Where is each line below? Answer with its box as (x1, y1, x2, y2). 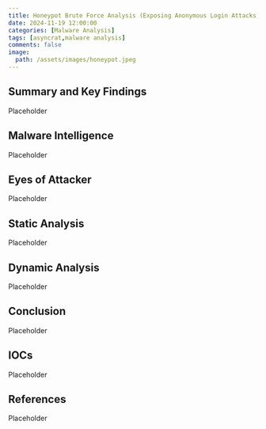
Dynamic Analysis (8, 260, 100, 274)
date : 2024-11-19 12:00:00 (8, 19, 97, 27)
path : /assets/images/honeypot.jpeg (15, 56, 136, 64)
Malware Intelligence (8, 129, 114, 142)
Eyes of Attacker (8, 173, 93, 186)
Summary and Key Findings (8, 85, 147, 99)
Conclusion (8, 305, 66, 318)
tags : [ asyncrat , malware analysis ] (8, 33, 126, 42)
